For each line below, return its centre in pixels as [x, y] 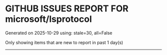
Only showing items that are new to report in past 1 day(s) [64, 42]
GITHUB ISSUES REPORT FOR [67, 9]
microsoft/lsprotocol [48, 19]
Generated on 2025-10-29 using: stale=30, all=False [59, 33]
